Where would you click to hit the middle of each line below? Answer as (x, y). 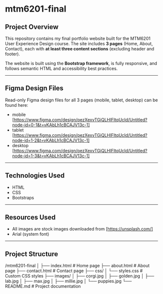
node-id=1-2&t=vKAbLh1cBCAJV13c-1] (51, 140)
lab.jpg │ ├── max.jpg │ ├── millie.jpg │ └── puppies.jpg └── (68, 281)
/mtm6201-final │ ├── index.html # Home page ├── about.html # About (77, 266)
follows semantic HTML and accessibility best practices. (61, 68)
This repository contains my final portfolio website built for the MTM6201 (78, 38)
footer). (13, 54)
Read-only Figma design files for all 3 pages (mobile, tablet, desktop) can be (81, 100)
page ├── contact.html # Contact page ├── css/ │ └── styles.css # (74, 271)
